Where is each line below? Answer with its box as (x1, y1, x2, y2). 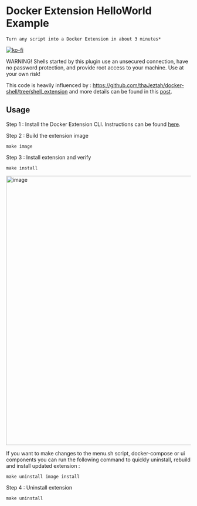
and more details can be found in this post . (69, 88, 172, 95)
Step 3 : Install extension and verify (6, 154, 91, 161)
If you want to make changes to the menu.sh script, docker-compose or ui (6, 450, 185, 457)
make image (6, 143, 33, 149)
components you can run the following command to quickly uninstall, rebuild (6, 456, 191, 463)
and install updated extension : (6, 462, 80, 469)
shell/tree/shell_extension (6, 88, 68, 95)
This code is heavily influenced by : (6, 81, 92, 89)
